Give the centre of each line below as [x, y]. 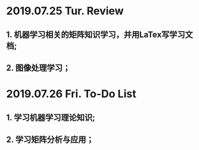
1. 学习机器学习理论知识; [51, 117]
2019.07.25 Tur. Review [65, 11]
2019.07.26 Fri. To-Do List [71, 94]
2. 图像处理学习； [38, 68]
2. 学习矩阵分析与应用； [50, 140]
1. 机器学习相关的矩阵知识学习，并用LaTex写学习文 [99, 34]
